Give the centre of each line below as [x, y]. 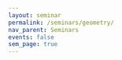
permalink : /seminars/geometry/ [61, 23]
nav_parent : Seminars [44, 30]
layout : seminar [35, 15]
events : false [31, 37]
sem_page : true [33, 44]
